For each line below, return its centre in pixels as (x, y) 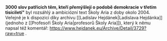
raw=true (15, 33)
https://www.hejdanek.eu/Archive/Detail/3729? (98, 28)
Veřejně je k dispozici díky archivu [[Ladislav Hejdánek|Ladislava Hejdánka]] (84, 18)
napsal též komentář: (27, 28)
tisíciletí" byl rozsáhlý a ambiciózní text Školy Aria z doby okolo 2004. (78, 12)
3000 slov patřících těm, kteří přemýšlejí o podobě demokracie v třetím (81, 7)
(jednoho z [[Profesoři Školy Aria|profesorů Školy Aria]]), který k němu (78, 23)
